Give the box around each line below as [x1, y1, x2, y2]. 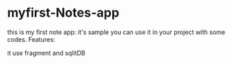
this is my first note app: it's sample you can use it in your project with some [7, 28, 226, 36]
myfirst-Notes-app [7, 5, 120, 21]
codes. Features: [7, 35, 56, 43]
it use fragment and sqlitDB [7, 49, 86, 57]
